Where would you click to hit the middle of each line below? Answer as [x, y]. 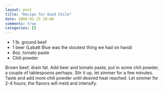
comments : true [21, 23]
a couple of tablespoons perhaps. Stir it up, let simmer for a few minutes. [79, 73]
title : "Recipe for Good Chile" [38, 14]
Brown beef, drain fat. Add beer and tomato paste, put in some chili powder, [82, 68]
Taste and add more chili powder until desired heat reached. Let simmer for [82, 78]
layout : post [19, 10]
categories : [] [21, 28]
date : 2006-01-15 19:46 [30, 19]
